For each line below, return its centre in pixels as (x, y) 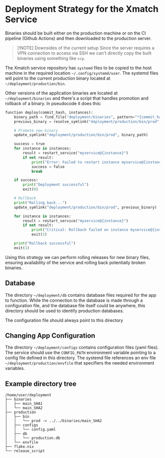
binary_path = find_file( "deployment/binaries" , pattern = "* (77, 117)
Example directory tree (41, 384)
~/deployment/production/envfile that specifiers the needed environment (80, 363)
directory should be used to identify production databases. (65, 311)
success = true (29, 144)
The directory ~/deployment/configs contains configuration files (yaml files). (82, 347)
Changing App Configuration (50, 336)
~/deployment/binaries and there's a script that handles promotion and (77, 98)
